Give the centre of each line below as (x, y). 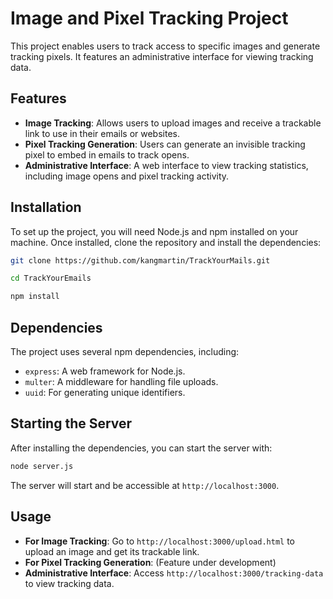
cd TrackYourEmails (51, 278)
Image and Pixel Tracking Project (149, 18)
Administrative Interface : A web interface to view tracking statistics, (166, 165)
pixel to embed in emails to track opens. (107, 154)
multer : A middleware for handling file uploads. (121, 381)
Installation (46, 207)
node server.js (42, 466)
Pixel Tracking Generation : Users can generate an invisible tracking (165, 144)
